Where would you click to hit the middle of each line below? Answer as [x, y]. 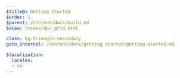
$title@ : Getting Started [38, 12]
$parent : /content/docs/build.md [48, 22]
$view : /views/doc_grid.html [42, 28]
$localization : [25, 55]
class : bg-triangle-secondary [44, 39]
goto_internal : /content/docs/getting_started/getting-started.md [90, 44]
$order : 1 [18, 17]
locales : [22, 60]
